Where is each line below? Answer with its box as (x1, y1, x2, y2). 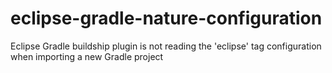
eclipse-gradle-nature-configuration (10, 7, 323, 30)
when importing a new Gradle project (10, 50, 164, 62)
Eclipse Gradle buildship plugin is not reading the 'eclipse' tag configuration (10, 40, 322, 52)
